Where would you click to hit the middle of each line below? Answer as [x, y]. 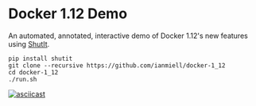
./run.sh [23, 79]
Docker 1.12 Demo [68, 14]
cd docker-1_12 [33, 72]
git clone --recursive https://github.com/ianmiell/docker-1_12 [117, 65]
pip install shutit [41, 59]
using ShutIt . [29, 44]
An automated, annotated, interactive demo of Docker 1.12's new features [128, 36]
